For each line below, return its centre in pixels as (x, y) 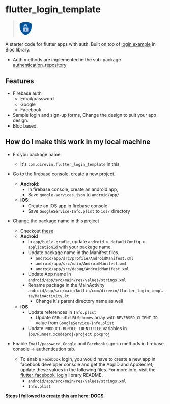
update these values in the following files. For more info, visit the (88, 370)
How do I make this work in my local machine (78, 142)
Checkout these (37, 231)
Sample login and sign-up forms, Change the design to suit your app (84, 115)
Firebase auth (27, 93)
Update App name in (49, 274)
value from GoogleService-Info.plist (75, 323)
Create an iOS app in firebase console (68, 206)
